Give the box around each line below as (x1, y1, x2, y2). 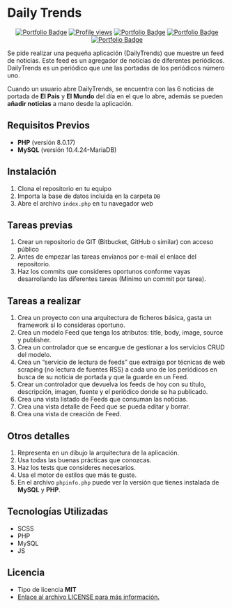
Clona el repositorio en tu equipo (17, 184, 111, 192)
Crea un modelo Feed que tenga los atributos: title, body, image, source (17, 328, 224, 337)
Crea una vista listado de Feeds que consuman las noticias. (17, 395, 188, 404)
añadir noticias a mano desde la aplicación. (7, 99, 134, 107)
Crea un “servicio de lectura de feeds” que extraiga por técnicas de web (17, 358, 226, 367)
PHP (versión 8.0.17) (17, 138, 75, 146)
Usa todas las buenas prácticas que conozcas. (17, 456, 152, 464)
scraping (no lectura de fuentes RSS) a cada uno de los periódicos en (17, 365, 217, 374)
